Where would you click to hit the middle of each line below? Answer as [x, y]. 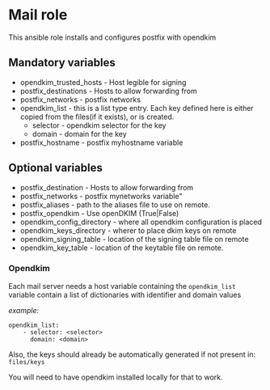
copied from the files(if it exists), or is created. [97, 117]
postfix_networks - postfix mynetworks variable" [101, 196]
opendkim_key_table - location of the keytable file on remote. [122, 248]
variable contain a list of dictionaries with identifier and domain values [125, 295]
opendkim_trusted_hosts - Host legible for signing [103, 82]
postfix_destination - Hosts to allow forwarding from [107, 187]
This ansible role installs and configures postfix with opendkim [112, 37]
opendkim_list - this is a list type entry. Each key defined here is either [137, 108]
